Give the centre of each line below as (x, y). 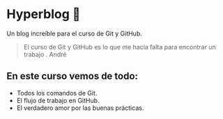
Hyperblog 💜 (44, 14)
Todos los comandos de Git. (57, 93)
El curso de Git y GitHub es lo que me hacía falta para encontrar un (120, 47)
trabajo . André (45, 54)
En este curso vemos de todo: (72, 76)
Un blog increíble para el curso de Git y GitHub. (74, 33)
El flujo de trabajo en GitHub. (58, 100)
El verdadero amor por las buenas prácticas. (80, 108)
